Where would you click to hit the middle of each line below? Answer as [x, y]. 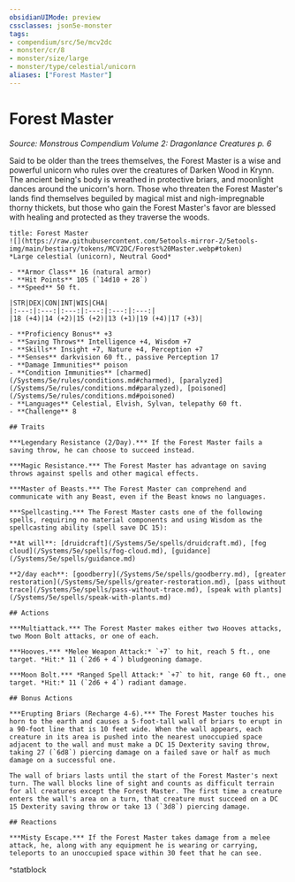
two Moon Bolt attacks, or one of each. [85, 636]
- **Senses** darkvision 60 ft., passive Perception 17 [114, 357]
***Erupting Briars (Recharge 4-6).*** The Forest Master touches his [142, 714]
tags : [19, 34]
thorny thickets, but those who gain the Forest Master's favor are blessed [143, 207]
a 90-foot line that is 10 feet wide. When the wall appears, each [136, 729]
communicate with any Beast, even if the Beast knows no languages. [138, 497]
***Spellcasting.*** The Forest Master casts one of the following [136, 512]
